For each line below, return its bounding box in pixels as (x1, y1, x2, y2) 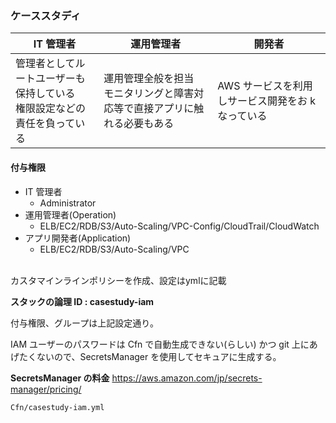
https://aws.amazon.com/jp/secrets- (111, 372, 263, 384)
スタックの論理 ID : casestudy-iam (10, 295, 155, 307)
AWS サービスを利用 (217, 79, 313, 93)
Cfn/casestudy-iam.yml (10, 402, 105, 412)
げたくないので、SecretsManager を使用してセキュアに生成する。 (10, 350, 282, 362)
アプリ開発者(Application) (24, 232, 132, 244)
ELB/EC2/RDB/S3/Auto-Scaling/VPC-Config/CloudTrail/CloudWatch (39, 220, 320, 232)
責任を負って (15, 117, 76, 131)
